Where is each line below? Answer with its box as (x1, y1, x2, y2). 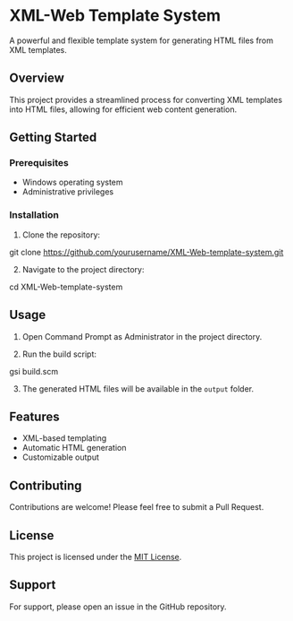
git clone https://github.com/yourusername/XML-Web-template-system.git (9, 246, 284, 257)
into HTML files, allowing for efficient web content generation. (9, 104, 238, 115)
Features (9, 409, 60, 424)
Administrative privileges (21, 186, 114, 197)
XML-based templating (21, 433, 107, 444)
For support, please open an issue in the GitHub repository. (9, 601, 227, 612)
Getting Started (9, 130, 97, 145)
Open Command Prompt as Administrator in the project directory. (21, 331, 263, 341)
